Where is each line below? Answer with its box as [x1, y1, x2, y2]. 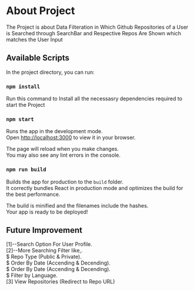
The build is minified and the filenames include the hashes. [6, 202, 149, 209]
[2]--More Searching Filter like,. [6, 247, 83, 254]
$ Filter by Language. [6, 272, 58, 279]
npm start [6, 116, 34, 123]
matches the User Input [6, 36, 63, 43]
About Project [6, 4, 75, 18]
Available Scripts [6, 53, 69, 63]
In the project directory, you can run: [6, 69, 95, 76]
